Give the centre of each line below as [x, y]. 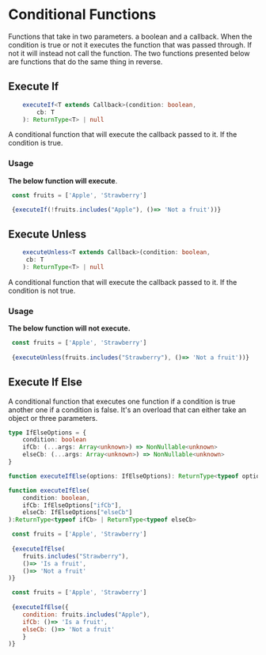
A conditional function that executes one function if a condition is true [122, 401]
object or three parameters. [53, 418]
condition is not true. [42, 290]
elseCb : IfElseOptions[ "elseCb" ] [78, 513]
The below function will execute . [63, 180]
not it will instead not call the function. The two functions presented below [129, 53]
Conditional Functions [82, 15]
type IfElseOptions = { [47, 433]
